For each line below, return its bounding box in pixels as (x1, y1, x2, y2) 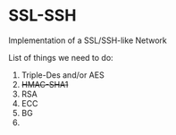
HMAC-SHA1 (21, 79, 69, 89)
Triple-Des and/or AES (21, 69, 105, 80)
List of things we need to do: (8, 52, 113, 63)
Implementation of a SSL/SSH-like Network (8, 35, 167, 46)
